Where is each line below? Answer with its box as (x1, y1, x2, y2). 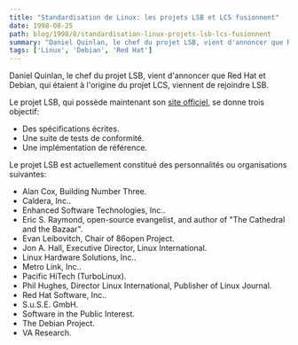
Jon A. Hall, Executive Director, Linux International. (21, 243, 208, 254)
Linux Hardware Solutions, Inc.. (21, 252, 137, 263)
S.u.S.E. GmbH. (21, 299, 79, 310)
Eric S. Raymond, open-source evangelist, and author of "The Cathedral (21, 215, 286, 225)
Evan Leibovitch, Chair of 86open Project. (21, 233, 175, 244)
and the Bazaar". (21, 223, 83, 235)
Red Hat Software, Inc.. (21, 290, 107, 301)
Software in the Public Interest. (21, 309, 136, 319)
